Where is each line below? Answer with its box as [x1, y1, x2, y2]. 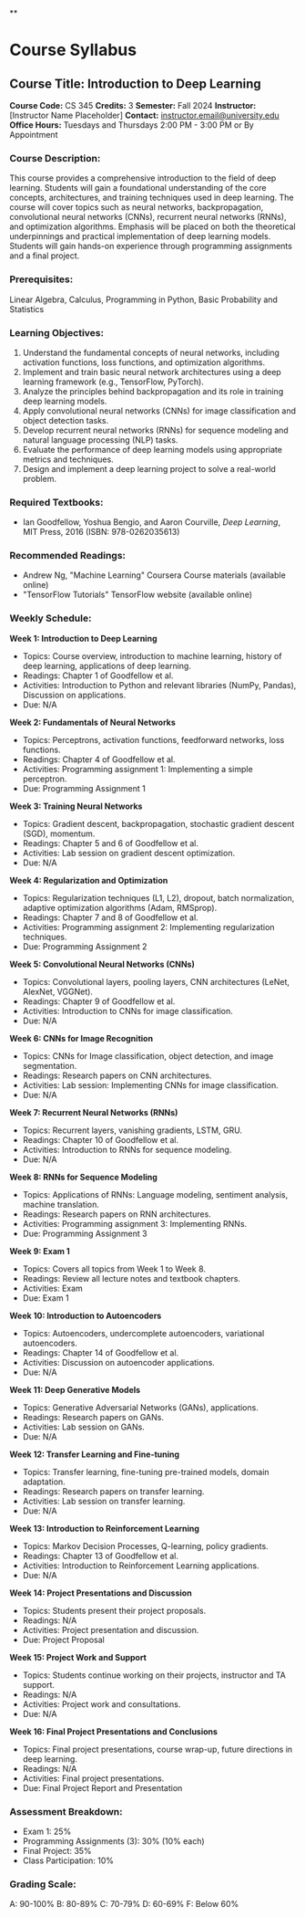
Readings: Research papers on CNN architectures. [22, 1070, 212, 1081]
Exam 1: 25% [22, 1826, 72, 1838]
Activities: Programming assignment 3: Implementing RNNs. [22, 1218, 248, 1229]
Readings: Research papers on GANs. [22, 1411, 164, 1422]
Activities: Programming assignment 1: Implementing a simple [22, 763, 253, 774]
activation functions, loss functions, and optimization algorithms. [22, 356, 266, 368]
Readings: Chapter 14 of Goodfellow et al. [22, 1346, 179, 1358]
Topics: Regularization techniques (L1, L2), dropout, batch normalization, [22, 892, 295, 903]
